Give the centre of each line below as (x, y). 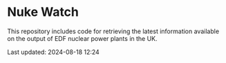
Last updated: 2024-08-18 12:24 (54, 52)
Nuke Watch (43, 12)
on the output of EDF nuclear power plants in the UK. (82, 38)
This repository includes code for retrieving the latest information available (113, 31)
